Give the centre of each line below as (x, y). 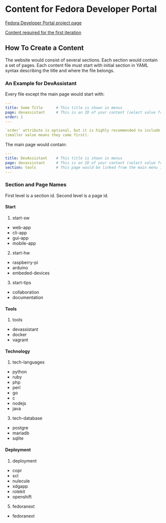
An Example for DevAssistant (41, 83)
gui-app (20, 238)
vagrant (20, 340)
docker (20, 335)
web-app (21, 228)
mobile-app (24, 243)
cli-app (20, 233)
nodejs (19, 403)
